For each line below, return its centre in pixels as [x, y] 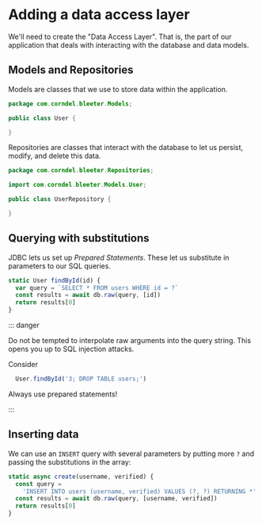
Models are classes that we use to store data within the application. [118, 89]
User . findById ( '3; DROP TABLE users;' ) [81, 379]
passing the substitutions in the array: [70, 461]
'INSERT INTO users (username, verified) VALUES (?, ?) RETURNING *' [140, 491]
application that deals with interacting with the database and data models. [129, 44]
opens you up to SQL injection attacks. [71, 349]
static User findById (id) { [55, 280]
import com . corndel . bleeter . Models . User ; [78, 185]
